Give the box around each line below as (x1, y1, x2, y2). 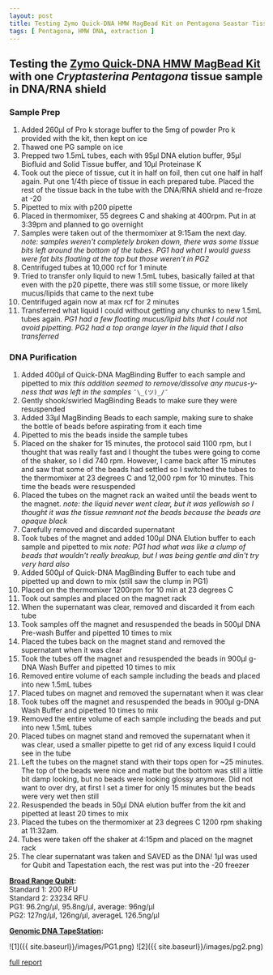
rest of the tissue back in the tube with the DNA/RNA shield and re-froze (20, 185, 262, 195)
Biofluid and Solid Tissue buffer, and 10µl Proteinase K (20, 160, 202, 169)
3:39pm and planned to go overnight (20, 219, 144, 229)
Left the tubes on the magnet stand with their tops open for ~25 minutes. (20, 757, 264, 767)
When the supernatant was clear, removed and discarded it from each (20, 602, 255, 612)
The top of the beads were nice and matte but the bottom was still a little (20, 766, 263, 776)
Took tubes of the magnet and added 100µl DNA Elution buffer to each (20, 534, 256, 543)
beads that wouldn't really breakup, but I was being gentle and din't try (20, 551, 260, 560)
